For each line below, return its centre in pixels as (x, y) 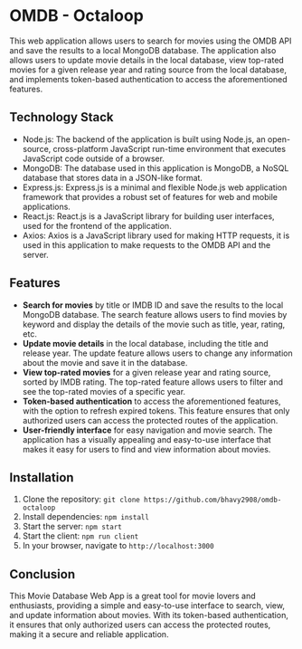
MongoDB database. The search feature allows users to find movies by (155, 314)
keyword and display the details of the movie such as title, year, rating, (154, 324)
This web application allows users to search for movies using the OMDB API (151, 41)
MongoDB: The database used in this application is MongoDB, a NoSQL (156, 167)
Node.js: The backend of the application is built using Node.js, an (144, 139)
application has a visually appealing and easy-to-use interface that (146, 439)
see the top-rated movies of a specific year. (104, 391)
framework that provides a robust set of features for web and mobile (150, 196)
